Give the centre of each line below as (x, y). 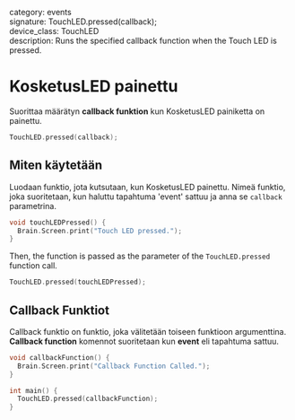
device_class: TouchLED (54, 31)
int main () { (34, 390)
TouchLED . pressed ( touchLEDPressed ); (78, 282)
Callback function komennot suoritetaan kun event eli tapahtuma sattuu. (144, 341)
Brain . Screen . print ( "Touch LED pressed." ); (100, 231)
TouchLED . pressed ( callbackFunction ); (88, 399)
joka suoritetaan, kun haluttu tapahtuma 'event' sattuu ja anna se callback (146, 197)
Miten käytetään (56, 166)
